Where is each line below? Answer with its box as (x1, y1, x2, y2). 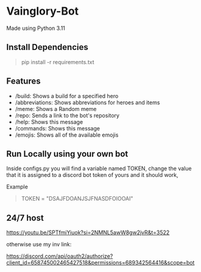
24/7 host (6, 212, 44, 223)
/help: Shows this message (15, 118, 83, 126)
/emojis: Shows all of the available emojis (15, 131, 119, 138)
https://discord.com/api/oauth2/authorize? (6, 252, 113, 260)
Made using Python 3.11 (6, 24, 66, 32)
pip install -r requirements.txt (21, 58, 94, 65)
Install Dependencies (6, 42, 88, 52)
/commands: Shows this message (15, 124, 100, 132)
